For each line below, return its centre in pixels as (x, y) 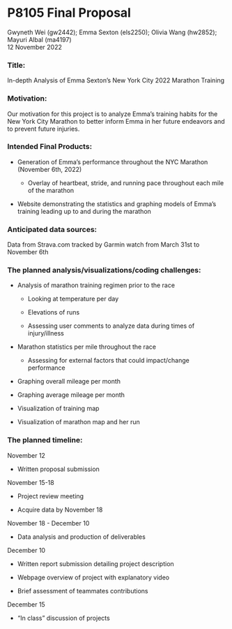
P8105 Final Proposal (69, 13)
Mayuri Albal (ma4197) (39, 39)
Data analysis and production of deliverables (82, 537)
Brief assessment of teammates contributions (83, 591)
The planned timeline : (45, 440)
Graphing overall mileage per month (69, 382)
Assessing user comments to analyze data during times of (111, 326)
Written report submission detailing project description (95, 563)
